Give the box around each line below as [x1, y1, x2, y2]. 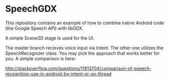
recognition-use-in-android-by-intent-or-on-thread [5, 70, 112, 76]
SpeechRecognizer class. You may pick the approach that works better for [5, 50, 160, 56]
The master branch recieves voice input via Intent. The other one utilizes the [5, 45, 164, 51]
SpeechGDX [5, 3, 57, 15]
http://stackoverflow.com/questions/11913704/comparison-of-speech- [5, 65, 152, 71]
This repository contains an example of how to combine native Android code [5, 20, 164, 26]
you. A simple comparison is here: [5, 55, 76, 61]
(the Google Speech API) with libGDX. [5, 25, 84, 31]
